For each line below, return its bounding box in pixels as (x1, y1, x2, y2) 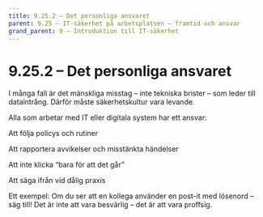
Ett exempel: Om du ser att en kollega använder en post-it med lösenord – (8, 191, 254, 201)
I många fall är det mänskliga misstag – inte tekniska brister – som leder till (8, 88, 257, 98)
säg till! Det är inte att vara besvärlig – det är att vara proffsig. (8, 200, 213, 210)
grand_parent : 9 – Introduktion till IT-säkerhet (8, 27, 180, 35)
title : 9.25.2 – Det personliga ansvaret (8, 11, 151, 20)
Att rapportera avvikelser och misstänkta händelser (8, 144, 180, 154)
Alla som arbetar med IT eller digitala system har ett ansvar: (8, 113, 208, 122)
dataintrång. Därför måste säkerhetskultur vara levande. (8, 97, 195, 107)
